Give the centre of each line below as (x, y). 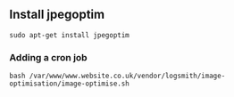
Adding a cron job (48, 57)
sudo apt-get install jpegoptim (69, 35)
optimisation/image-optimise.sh (69, 84)
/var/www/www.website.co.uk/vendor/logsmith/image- (127, 76)
